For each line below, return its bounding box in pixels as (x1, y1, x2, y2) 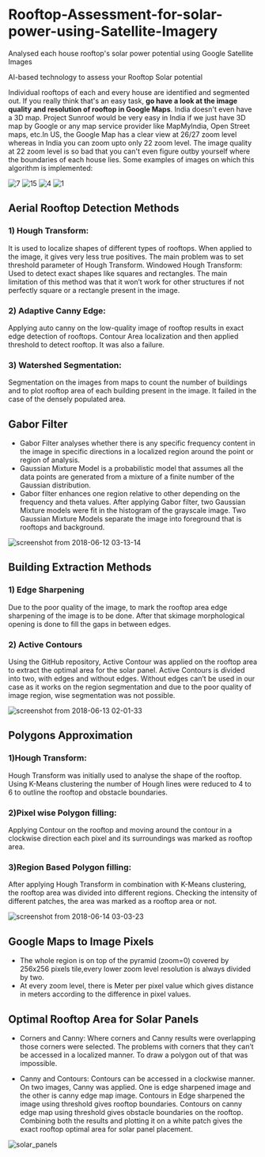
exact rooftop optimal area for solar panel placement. (19, 1124, 194, 1133)
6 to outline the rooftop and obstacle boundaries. (8, 787, 168, 797)
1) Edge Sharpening (8, 584, 85, 595)
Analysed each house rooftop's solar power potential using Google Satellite (8, 48, 254, 58)
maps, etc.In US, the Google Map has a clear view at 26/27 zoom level (8, 129, 237, 139)
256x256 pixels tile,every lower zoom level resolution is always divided (19, 964, 252, 974)
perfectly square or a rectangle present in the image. (8, 285, 180, 294)
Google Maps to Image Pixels (8, 935, 154, 948)
